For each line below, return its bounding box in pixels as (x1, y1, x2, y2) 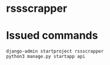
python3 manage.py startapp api (6, 54, 85, 60)
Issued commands (6, 29, 98, 43)
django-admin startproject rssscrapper (6, 48, 104, 54)
